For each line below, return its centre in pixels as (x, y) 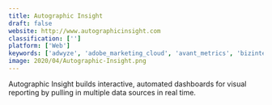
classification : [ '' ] (45, 38)
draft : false (30, 23)
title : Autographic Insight (56, 16)
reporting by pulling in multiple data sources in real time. (102, 92)
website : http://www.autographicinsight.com (85, 31)
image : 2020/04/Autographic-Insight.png (78, 61)
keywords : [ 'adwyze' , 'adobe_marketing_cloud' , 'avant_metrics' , (121, 53)
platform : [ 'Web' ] (39, 46)
